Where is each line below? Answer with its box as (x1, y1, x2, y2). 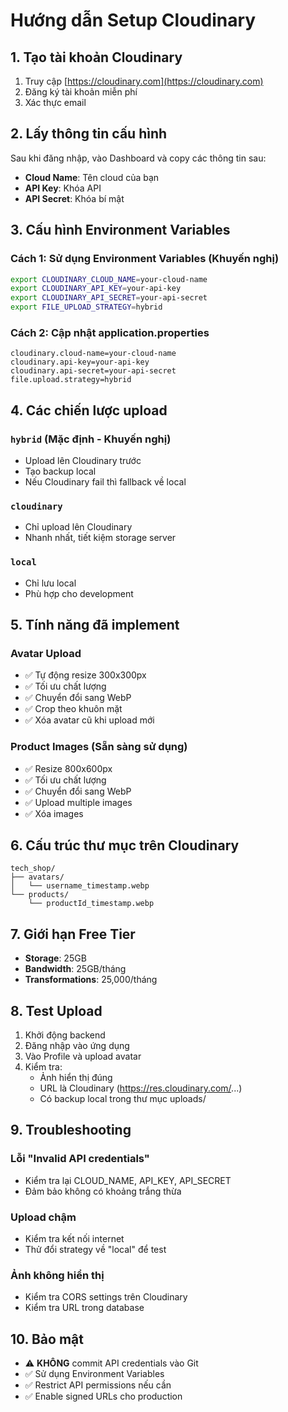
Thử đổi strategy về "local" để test (24, 1243, 167, 1255)
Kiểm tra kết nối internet (24, 1232, 125, 1244)
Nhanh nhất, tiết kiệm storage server (24, 532, 177, 544)
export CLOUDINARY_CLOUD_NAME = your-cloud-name (10, 274, 208, 284)
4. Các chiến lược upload (10, 402, 168, 419)
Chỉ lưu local (24, 577, 77, 589)
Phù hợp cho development (24, 587, 134, 599)
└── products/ (10, 890, 70, 900)
